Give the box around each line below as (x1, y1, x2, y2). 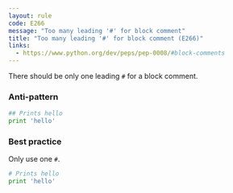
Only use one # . (8, 154, 60, 164)
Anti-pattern (8, 91, 59, 102)
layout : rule (8, 11, 52, 20)
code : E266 (8, 19, 45, 27)
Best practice (8, 136, 62, 147)
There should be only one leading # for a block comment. (8, 72, 198, 80)
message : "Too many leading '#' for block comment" (8, 27, 185, 35)
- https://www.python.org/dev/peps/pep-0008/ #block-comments (15, 49, 226, 57)
